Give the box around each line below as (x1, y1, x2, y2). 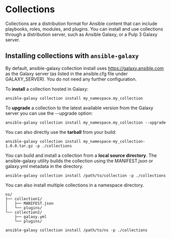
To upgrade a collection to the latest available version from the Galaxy (5, 105, 154, 111)
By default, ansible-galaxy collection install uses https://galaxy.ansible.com (5, 65, 164, 71)
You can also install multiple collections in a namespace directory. (5, 182, 144, 188)
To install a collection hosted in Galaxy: (5, 86, 89, 92)
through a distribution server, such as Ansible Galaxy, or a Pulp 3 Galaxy (5, 31, 158, 37)
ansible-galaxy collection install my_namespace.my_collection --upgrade (5, 120, 166, 125)
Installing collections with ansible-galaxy (5, 52, 139, 60)
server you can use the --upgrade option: (5, 110, 93, 116)
